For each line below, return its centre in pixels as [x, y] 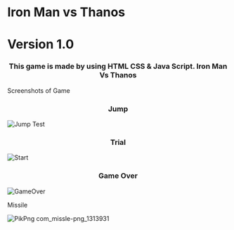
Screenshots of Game [39, 90]
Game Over [118, 176]
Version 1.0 [41, 45]
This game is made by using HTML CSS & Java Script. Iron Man [118, 66]
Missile [18, 205]
